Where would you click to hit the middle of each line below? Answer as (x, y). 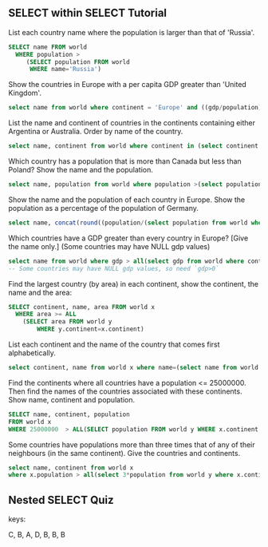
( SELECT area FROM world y (67, 322)
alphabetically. (32, 353)
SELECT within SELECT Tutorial (88, 13)
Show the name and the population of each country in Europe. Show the (127, 200)
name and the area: (40, 292)
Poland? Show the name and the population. (81, 170)
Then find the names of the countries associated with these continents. (125, 391)
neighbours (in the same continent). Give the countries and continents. (124, 453)
